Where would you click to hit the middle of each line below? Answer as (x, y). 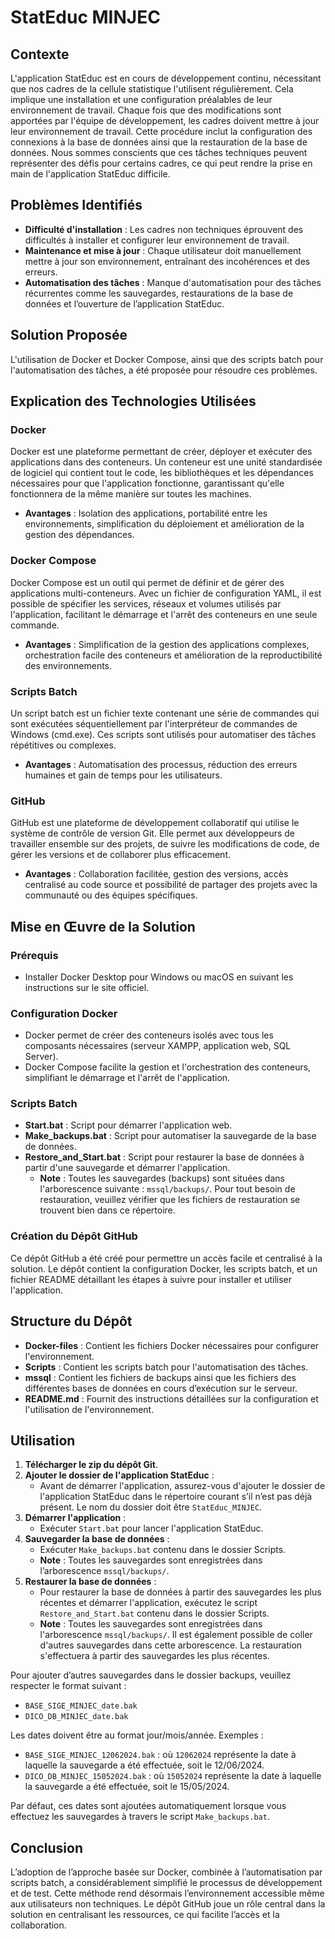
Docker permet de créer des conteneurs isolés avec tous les (149, 1035)
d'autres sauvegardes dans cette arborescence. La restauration (171, 1645)
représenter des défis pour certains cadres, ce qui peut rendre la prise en (161, 163)
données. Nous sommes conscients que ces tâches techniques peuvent (159, 152)
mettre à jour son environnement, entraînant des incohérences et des (167, 261)
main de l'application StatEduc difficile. (90, 174)
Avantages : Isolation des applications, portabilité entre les (146, 513)
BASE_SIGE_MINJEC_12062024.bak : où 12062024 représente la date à (160, 1755)
